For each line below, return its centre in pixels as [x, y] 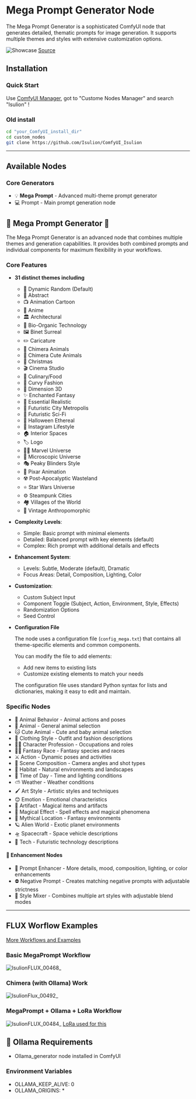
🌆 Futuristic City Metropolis [56, 408]
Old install [21, 120]
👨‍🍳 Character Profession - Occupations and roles [74, 744]
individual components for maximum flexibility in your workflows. [84, 250]
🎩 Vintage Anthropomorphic [57, 511]
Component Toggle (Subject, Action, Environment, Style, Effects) [101, 603]
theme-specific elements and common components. [78, 645]
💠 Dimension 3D [43, 389]
